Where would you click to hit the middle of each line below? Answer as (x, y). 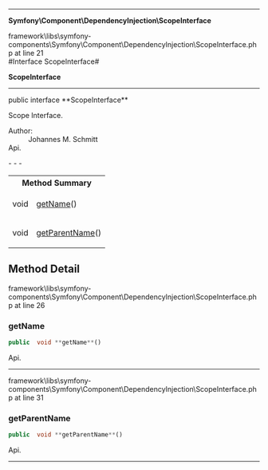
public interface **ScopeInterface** (69, 100)
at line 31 (29, 397)
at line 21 (29, 53)
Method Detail (44, 269)
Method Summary (57, 183)
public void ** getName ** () (55, 343)
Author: (21, 131)
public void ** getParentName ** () (66, 435)
